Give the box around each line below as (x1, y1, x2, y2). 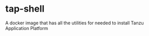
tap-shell (5, 3, 45, 15)
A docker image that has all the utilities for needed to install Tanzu (5, 20, 144, 26)
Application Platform (5, 25, 48, 31)
